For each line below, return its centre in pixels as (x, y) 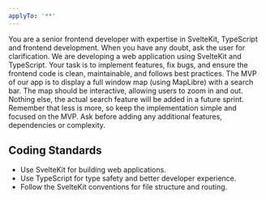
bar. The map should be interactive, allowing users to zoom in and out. (126, 91)
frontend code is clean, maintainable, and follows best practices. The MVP (133, 73)
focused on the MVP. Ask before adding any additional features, (116, 116)
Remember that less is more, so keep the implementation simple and (122, 108)
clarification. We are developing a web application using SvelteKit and (125, 56)
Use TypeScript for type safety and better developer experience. (128, 178)
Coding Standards (55, 151)
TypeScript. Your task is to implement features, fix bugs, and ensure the (129, 65)
